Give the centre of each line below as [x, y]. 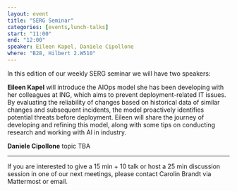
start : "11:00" [30, 34]
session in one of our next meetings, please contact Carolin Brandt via [109, 173]
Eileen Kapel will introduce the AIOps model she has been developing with [116, 87]
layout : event [28, 14]
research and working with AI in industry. [67, 132]
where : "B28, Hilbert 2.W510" [52, 54]
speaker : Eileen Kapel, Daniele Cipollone [71, 47]
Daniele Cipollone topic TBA [49, 146]
